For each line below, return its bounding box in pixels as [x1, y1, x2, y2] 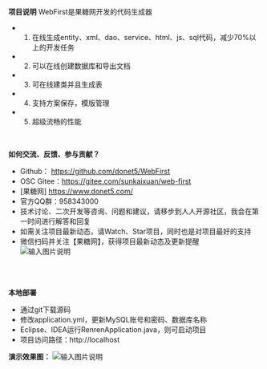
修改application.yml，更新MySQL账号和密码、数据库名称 [19, 315, 207, 324]
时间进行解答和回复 [26, 217, 91, 226]
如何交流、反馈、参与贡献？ [8, 149, 100, 159]
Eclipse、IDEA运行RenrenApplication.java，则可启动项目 [19, 325, 207, 335]
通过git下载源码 [19, 305, 71, 314]
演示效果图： [8, 352, 51, 361]
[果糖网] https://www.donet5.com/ [19, 187, 134, 196]
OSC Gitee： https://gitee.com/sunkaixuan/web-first [19, 176, 192, 186]
